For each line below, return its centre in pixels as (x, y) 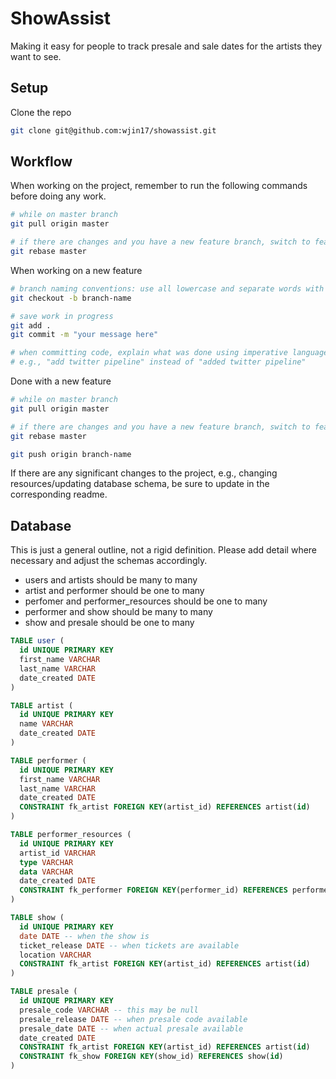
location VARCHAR (55, 955)
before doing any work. (58, 196)
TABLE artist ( (42, 705)
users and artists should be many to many (111, 580)
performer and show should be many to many (118, 612)
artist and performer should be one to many (114, 591)
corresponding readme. (59, 494)
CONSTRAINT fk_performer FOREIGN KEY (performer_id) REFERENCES (153, 890)
